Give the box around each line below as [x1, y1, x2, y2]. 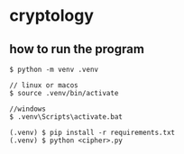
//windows [9, 104, 47, 113]
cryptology [9, 5, 95, 26]
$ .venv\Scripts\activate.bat [9, 113, 124, 122]
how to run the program [9, 41, 144, 57]
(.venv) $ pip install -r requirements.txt [9, 128, 176, 137]
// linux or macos [9, 81, 78, 90]
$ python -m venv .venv [9, 65, 99, 74]
